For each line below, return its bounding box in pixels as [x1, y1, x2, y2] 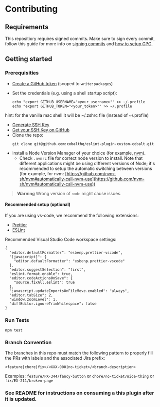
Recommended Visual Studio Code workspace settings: [5, 236, 117, 242]
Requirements [5, 23, 49, 31]
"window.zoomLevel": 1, [9, 297, 57, 302]
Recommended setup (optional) [5, 202, 71, 207]
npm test [5, 328, 23, 333]
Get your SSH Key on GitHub [12, 127, 70, 132]
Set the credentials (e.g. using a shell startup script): [12, 90, 118, 96]
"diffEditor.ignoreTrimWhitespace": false [9, 301, 97, 306]
